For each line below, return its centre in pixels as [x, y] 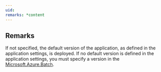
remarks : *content [25, 15]
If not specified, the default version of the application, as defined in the [80, 48]
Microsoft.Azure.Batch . [30, 64]
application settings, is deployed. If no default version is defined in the [80, 53]
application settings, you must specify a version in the [62, 59]
